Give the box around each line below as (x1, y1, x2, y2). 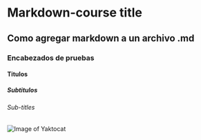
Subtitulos (7, 86, 38, 94)
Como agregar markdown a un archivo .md (7, 32, 195, 44)
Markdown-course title (7, 5, 143, 21)
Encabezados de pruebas (7, 53, 95, 63)
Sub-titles (7, 103, 35, 112)
